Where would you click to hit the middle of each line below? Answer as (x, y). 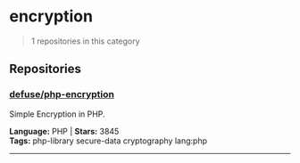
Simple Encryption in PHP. (57, 114)
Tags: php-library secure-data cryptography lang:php (108, 141)
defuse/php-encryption (62, 94)
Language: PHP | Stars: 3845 (64, 131)
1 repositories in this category (85, 41)
